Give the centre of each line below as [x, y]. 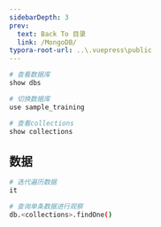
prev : [19, 26]
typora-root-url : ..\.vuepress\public [80, 51]
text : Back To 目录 [52, 34]
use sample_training [47, 107]
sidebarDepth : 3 [39, 17]
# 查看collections [42, 123]
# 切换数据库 [30, 98]
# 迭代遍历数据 [33, 183]
